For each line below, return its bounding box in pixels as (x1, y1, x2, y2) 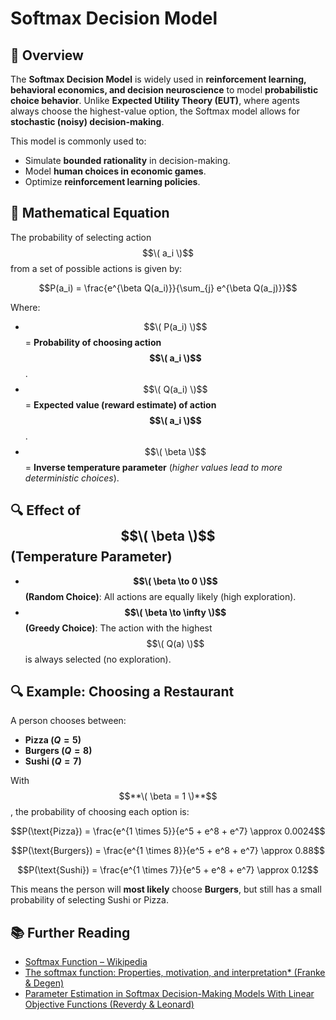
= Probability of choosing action (24, 336, 162, 348)
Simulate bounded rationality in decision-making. (24, 155, 231, 166)
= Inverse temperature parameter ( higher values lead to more (24, 461, 283, 473)
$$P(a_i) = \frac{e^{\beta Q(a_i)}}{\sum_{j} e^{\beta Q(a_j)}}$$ (38, 282, 298, 294)
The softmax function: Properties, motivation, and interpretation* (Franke (24, 967, 326, 979)
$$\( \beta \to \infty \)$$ (124, 606, 227, 618)
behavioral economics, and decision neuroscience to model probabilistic (10, 84, 319, 96)
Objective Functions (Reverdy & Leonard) (24, 998, 195, 1011)
